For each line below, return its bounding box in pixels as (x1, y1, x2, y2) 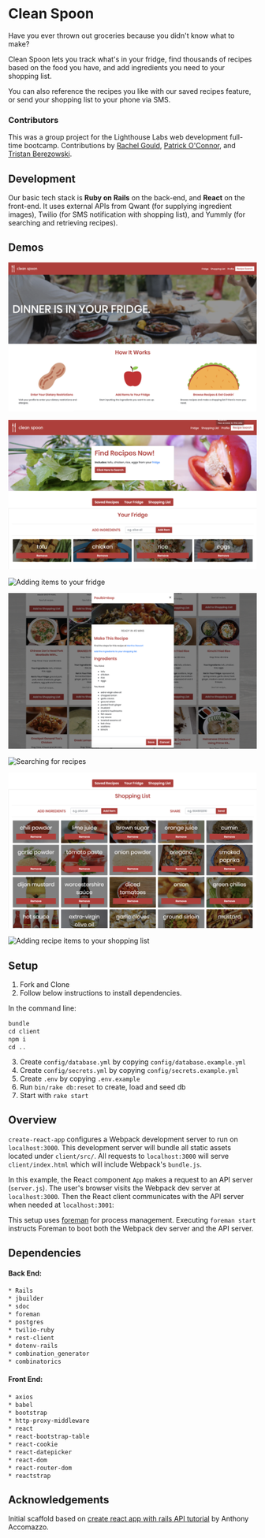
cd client (8, 1028, 41, 1036)
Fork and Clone (19, 980, 70, 989)
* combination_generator (8, 1350, 90, 1358)
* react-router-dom (8, 1464, 73, 1472)
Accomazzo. (8, 1522, 49, 1532)
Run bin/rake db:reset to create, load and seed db (19, 1082, 186, 1092)
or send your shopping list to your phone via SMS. (8, 95, 171, 104)
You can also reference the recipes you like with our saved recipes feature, (8, 86, 252, 95)
